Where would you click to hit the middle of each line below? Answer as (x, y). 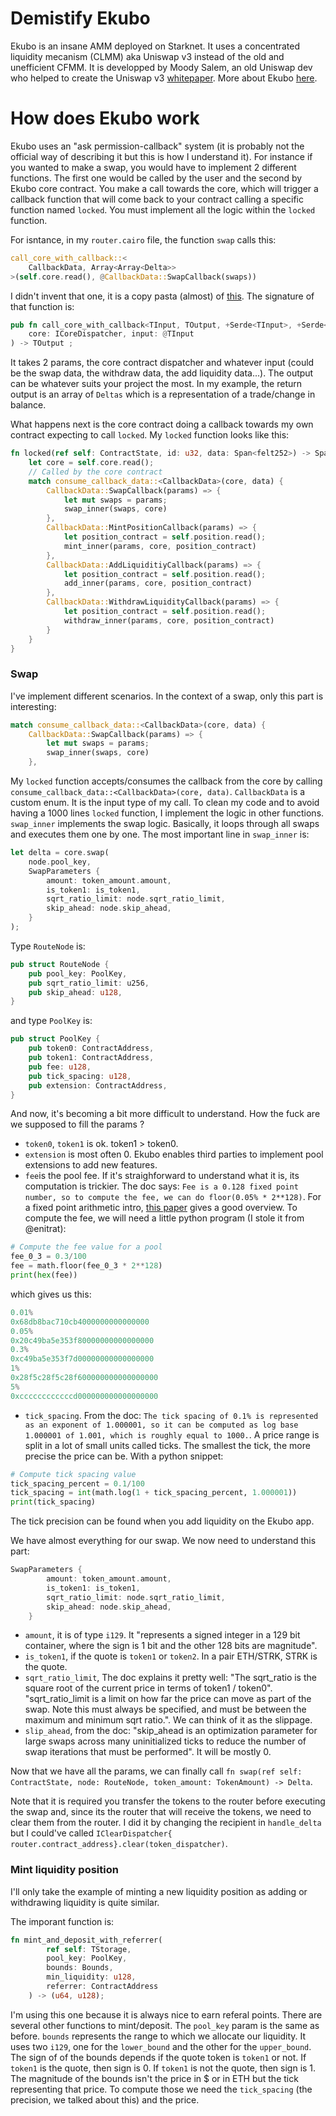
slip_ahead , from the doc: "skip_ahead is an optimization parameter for (171, 1731)
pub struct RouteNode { (60, 964)
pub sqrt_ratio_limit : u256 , (89, 983)
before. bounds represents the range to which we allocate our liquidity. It (158, 2036)
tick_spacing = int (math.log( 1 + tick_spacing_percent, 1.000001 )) (154, 1493)
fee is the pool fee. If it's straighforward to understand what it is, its (162, 1176)
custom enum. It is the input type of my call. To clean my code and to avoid (165, 803)
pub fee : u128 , (60, 1067)
